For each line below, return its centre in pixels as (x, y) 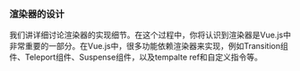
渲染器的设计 (37, 13)
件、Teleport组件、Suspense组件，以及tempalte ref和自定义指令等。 (136, 57)
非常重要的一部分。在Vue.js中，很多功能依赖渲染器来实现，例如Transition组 (149, 46)
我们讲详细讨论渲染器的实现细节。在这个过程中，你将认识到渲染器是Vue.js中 (150, 35)
